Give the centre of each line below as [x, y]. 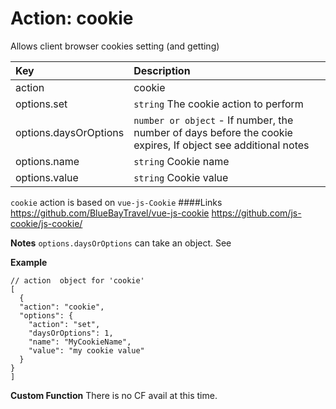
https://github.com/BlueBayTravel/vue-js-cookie [110, 213]
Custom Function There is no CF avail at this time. [114, 395]
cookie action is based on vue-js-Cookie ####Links [116, 202]
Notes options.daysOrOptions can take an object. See [121, 243]
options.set [41, 104]
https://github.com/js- [256, 213]
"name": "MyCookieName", [80, 342]
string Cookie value [181, 177]
